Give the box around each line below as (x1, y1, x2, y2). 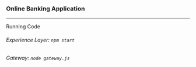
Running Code (6, 23, 41, 30)
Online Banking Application (6, 5, 85, 13)
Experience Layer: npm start (6, 36, 75, 43)
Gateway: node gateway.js (6, 54, 70, 61)
